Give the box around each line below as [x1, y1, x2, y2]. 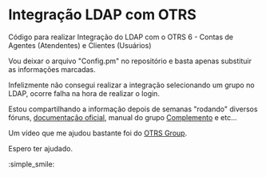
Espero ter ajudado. [8, 143, 73, 153]
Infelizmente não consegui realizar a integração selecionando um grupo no [8, 80, 255, 90]
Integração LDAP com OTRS [8, 6, 197, 24]
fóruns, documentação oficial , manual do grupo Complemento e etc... [8, 112, 237, 122]
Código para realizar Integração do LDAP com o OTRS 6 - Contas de [8, 32, 234, 42]
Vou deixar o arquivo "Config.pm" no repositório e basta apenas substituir [8, 56, 252, 66]
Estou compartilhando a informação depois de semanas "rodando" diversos [8, 104, 258, 114]
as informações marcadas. [8, 64, 96, 74]
